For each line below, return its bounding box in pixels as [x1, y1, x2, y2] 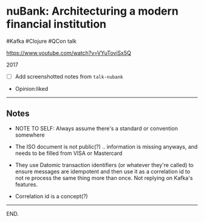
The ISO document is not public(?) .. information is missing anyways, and [15, 143, 198, 150]
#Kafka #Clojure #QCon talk [6, 37, 77, 45]
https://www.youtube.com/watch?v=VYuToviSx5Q [6, 49, 132, 56]
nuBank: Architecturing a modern [6, 4, 179, 18]
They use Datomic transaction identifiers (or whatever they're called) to [15, 161, 194, 168]
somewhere [15, 131, 45, 138]
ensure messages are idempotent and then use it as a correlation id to [15, 168, 191, 175]
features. [15, 181, 38, 188]
